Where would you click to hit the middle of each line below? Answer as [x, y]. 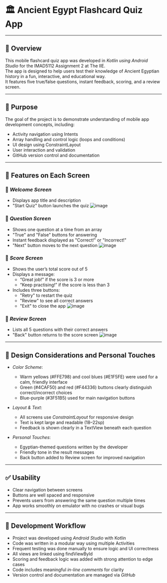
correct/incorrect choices [46, 392]
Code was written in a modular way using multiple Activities [74, 543]
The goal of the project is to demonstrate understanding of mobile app [77, 119]
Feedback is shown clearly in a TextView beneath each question [85, 427]
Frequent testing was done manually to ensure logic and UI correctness [85, 548]
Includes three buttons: [36, 290]
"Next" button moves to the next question [55, 245]
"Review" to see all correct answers [56, 300]
